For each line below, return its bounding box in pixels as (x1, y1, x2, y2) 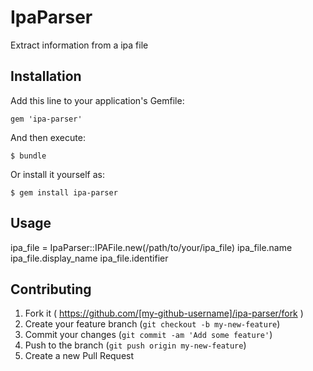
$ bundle (10, 151, 47, 161)
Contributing (10, 281, 92, 298)
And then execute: (10, 131, 86, 143)
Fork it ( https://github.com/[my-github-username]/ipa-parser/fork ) (24, 307, 304, 320)
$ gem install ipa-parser (10, 187, 118, 198)
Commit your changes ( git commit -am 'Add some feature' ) (24, 329, 273, 341)
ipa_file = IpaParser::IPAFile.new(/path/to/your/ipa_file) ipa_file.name (10, 241, 293, 253)
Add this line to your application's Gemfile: (10, 94, 185, 106)
